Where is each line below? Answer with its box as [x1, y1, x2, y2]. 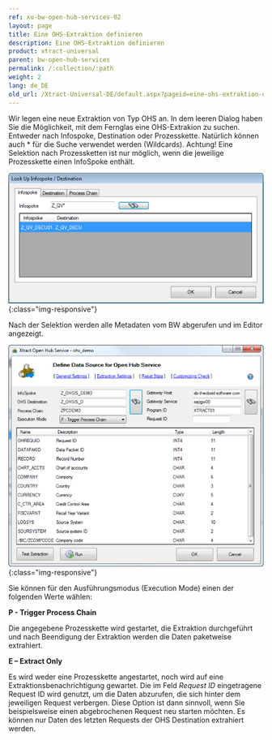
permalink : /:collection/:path [8, 65, 114, 73]
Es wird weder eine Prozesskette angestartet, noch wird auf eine [8, 672, 224, 682]
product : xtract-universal [8, 47, 100, 56]
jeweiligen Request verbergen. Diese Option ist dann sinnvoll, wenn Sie [8, 698, 245, 708]
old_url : [8, 90, 38, 98]
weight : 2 [8, 73, 42, 81]
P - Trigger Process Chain [8, 607, 97, 617]
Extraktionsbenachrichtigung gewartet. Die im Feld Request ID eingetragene [8, 680, 261, 690]
